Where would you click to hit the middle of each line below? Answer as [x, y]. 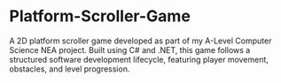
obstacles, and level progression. [70, 69]
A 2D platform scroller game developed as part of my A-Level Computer [140, 41]
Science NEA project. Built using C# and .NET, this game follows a [130, 49]
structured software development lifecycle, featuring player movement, [139, 59]
